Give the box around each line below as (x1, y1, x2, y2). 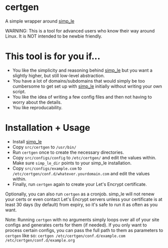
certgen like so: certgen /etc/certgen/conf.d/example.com (5, 232, 126, 238)
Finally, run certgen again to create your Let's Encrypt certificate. (12, 181, 147, 187)
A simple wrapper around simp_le (5, 18, 75, 24)
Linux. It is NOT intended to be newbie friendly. (5, 33, 103, 39)
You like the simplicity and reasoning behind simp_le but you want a (12, 67, 153, 73)
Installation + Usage (5, 122, 90, 134)
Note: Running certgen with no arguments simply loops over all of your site (5, 216, 159, 222)
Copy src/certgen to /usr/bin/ (12, 144, 77, 150)
